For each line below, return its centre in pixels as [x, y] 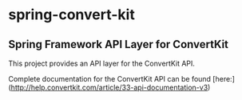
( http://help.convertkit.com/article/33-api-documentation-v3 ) [109, 87]
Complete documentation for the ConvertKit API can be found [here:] [122, 79]
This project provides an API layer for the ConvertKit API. [102, 63]
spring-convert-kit [72, 15]
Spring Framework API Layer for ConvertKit [119, 44]
